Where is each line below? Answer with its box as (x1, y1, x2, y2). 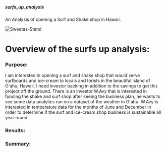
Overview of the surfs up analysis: (5, 44, 150, 55)
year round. (5, 115, 29, 121)
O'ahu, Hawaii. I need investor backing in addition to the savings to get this (5, 83, 158, 89)
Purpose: (5, 61, 28, 68)
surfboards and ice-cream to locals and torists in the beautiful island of (5, 77, 150, 84)
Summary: (5, 141, 31, 148)
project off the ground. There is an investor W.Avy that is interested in (5, 88, 147, 94)
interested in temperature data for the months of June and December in (5, 104, 151, 110)
